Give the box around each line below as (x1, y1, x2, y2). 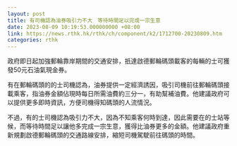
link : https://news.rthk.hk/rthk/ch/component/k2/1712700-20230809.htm (7, 30, 222, 37)
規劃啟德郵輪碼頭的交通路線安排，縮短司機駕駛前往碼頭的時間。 (13, 131, 199, 140)
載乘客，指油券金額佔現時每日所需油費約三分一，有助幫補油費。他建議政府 (7, 90, 224, 98)
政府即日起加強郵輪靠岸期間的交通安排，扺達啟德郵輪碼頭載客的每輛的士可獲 (7, 57, 230, 66)
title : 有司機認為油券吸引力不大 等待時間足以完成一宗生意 (7, 17, 161, 24)
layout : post (7, 10, 46, 18)
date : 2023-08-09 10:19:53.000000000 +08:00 (7, 23, 140, 30)
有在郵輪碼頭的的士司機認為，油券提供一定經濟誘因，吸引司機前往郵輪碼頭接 (7, 80, 230, 89)
